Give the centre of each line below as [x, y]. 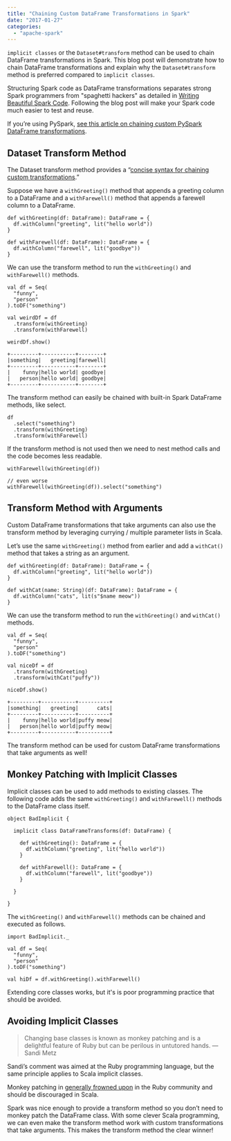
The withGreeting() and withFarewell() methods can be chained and [107, 916]
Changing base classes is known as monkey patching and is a [112, 1038]
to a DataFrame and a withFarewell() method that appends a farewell [106, 198]
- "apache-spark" [38, 33]
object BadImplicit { [38, 819]
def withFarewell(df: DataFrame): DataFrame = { [78, 243]
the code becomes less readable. [55, 456]
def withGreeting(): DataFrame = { [71, 843]
